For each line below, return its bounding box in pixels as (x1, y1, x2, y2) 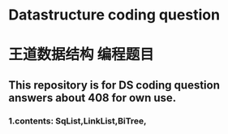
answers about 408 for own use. (8, 91, 177, 105)
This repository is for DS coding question (8, 78, 221, 92)
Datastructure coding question (8, 6, 221, 24)
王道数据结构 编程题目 (8, 45, 154, 64)
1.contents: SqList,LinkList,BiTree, (8, 115, 147, 127)
